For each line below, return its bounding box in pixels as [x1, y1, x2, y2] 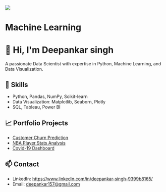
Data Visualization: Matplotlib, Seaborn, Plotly [12, 98, 106, 104]
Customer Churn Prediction [12, 135, 68, 141]
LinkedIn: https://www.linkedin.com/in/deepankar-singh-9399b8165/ [12, 176, 153, 182]
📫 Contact [5, 160, 40, 169]
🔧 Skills [5, 80, 28, 89]
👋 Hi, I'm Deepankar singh [5, 45, 114, 56]
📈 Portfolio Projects [5, 119, 68, 128]
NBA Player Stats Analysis [12, 140, 66, 145]
